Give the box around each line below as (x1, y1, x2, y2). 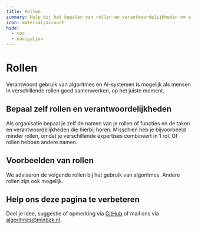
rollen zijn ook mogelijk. (6, 177, 64, 184)
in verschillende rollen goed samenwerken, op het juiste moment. (6, 87, 165, 94)
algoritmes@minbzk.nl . (6, 216, 62, 224)
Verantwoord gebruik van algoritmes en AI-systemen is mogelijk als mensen (6, 81, 192, 88)
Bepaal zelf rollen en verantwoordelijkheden (6, 104, 172, 114)
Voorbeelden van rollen (6, 155, 94, 165)
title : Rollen (6, 8, 41, 15)
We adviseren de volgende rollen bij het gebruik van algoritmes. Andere (6, 171, 180, 178)
